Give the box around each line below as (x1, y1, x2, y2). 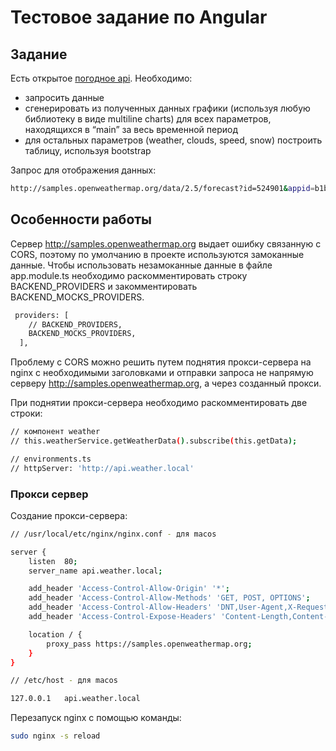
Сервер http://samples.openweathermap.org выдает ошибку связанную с (10, 237, 322, 250)
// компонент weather (10, 427, 101, 437)
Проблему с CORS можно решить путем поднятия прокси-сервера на (10, 356, 312, 368)
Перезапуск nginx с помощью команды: (10, 712, 182, 724)
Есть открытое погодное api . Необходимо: (10, 72, 193, 84)
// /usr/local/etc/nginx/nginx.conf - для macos (10, 529, 217, 539)
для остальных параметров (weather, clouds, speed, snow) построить (24, 134, 323, 146)
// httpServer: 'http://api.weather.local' (10, 463, 195, 473)
